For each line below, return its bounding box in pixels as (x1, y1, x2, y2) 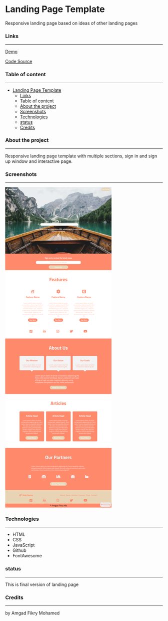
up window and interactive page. (5, 158, 73, 164)
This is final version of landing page (5, 581, 79, 587)
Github (12, 547, 26, 553)
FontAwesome (12, 553, 42, 559)
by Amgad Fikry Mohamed (5, 610, 60, 616)
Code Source (5, 59, 32, 65)
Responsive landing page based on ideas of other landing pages (5, 20, 138, 26)
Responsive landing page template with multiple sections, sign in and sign (5, 153, 157, 159)
